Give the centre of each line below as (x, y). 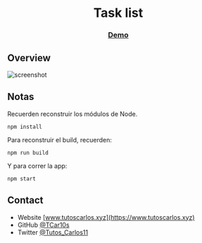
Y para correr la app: (37, 166)
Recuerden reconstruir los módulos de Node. (72, 113)
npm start (22, 179)
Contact (25, 200)
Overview (29, 58)
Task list (118, 13)
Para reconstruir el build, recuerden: (60, 139)
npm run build (28, 153)
